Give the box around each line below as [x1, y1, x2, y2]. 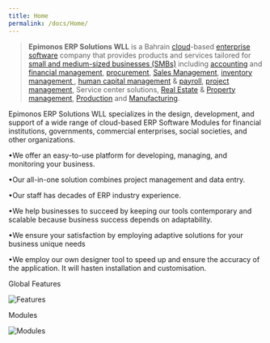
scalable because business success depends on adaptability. [8, 214, 213, 224]
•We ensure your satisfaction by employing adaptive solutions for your [8, 230, 244, 239]
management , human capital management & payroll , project [27, 76, 230, 86]
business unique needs [8, 239, 86, 248]
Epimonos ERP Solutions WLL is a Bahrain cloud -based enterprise [27, 41, 251, 51]
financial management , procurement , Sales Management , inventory [27, 67, 253, 77]
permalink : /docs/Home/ [8, 19, 89, 28]
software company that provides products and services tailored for [27, 50, 251, 60]
